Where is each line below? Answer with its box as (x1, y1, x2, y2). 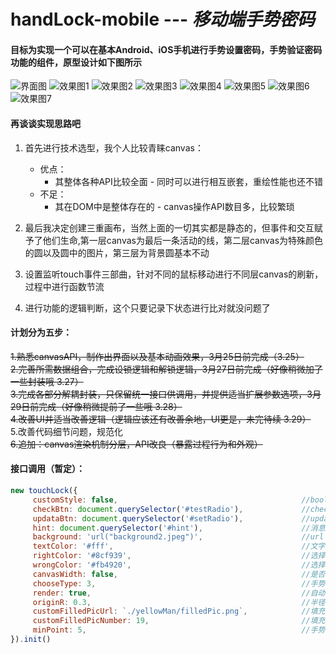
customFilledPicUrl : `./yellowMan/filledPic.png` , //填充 (32, 606, 326, 617)
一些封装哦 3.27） (10, 375, 84, 387)
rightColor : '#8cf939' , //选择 (32, 551, 326, 561)
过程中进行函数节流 (24, 280, 105, 292)
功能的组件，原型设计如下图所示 (10, 56, 142, 68)
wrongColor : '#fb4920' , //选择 (32, 560, 326, 570)
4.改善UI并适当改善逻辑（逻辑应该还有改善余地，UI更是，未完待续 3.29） (10, 413, 312, 425)
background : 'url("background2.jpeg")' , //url (32, 532, 325, 542)
